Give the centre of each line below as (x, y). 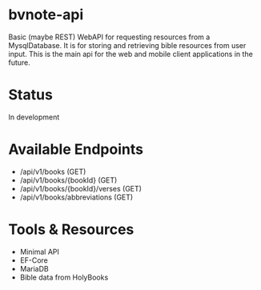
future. (19, 62)
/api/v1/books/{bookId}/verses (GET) (81, 188)
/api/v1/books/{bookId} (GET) (68, 180)
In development (34, 117)
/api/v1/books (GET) (53, 171)
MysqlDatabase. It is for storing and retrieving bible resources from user (127, 45)
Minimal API (40, 252)
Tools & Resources (71, 229)
